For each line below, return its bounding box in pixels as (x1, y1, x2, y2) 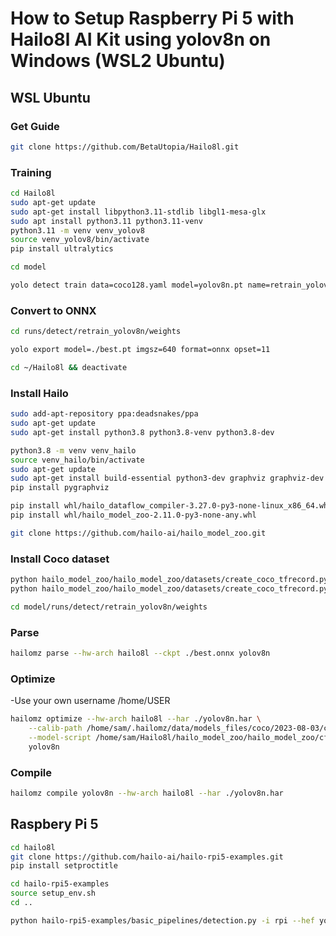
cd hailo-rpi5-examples (10, 879, 110, 889)
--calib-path (28, 723, 83, 734)
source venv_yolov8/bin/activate (10, 235, 150, 245)
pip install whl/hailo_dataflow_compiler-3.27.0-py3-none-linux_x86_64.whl (10, 501, 333, 511)
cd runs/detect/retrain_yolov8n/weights (10, 327, 182, 337)
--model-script (28, 732, 92, 742)
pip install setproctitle (10, 861, 118, 871)
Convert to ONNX (10, 303, 97, 317)
